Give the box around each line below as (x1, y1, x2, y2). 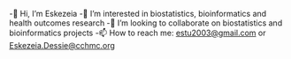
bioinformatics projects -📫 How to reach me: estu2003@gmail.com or (9, 27, 266, 38)
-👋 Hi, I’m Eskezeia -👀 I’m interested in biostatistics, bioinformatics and (9, 9, 267, 18)
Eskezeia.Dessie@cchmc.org (9, 41, 115, 50)
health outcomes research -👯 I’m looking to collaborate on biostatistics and (9, 18, 283, 28)
